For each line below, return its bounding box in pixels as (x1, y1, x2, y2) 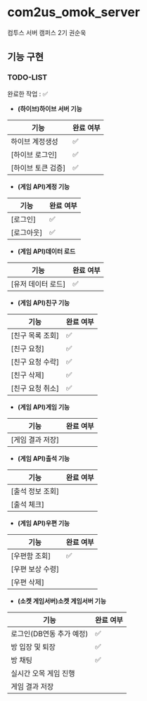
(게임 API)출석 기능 (17, 454, 70, 462)
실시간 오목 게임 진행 (11, 668, 75, 678)
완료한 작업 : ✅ (7, 89, 49, 98)
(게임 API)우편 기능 (17, 519, 70, 527)
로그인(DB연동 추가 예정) (11, 629, 89, 638)
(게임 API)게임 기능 (17, 403, 70, 411)
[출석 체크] (11, 499, 44, 509)
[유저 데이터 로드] (11, 279, 66, 289)
